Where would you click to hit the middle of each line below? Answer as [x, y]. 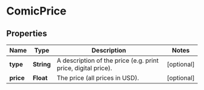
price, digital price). [84, 68]
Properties [27, 34]
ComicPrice [36, 11]
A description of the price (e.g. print [108, 60]
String [42, 64]
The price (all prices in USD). [98, 78]
